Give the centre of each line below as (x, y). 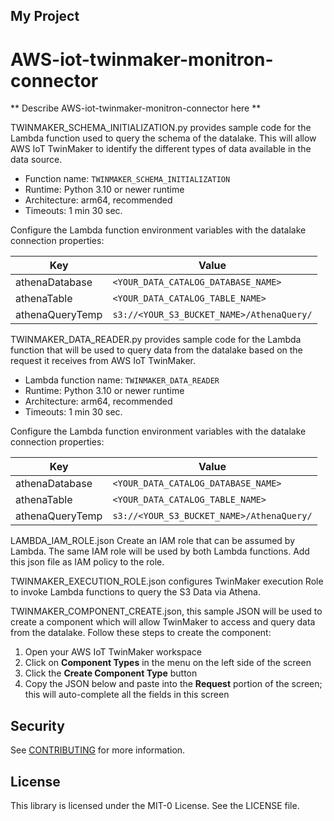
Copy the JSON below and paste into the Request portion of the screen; (173, 684)
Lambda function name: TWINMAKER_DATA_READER (122, 380)
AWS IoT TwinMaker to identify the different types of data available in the (161, 149)
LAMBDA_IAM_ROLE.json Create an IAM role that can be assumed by (153, 541)
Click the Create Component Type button (111, 673)
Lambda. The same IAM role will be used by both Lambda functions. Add (160, 551)
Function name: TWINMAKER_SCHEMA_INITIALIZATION (127, 179)
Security (37, 725)
